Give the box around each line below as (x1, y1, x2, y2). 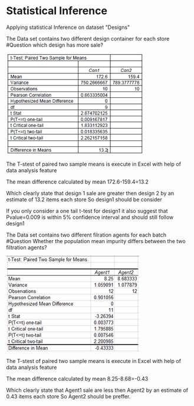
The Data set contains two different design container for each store (6, 35, 170, 42)
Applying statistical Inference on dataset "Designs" (6, 24, 130, 31)
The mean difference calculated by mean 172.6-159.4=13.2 (6, 178, 149, 185)
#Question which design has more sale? (6, 41, 103, 48)
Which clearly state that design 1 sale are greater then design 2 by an (6, 189, 175, 197)
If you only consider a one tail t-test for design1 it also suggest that (6, 207, 168, 214)
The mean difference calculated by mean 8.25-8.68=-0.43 (6, 375, 149, 382)
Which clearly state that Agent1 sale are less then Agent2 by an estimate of (6, 387, 189, 394)
